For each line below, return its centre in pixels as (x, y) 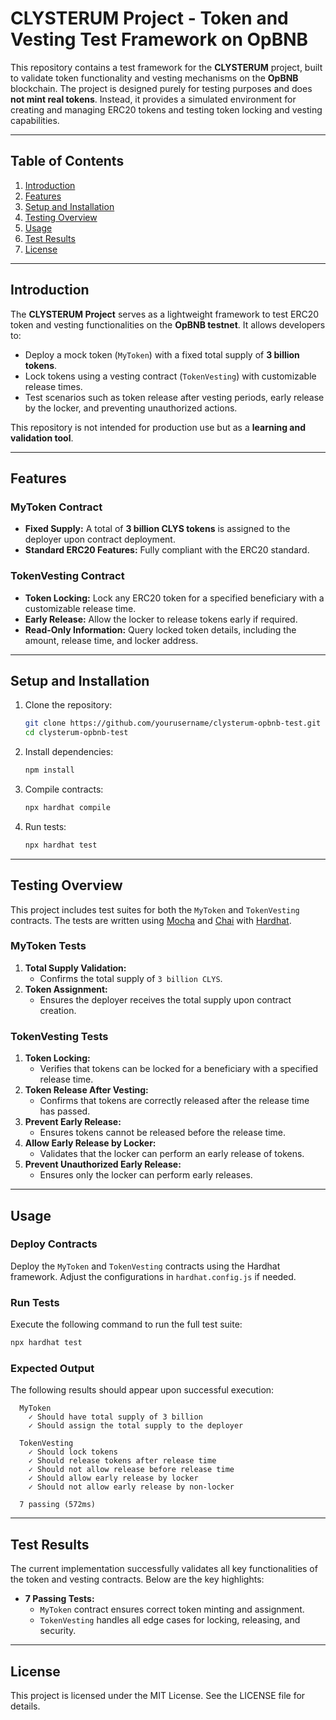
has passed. (65, 1111)
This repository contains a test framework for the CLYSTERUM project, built (166, 67)
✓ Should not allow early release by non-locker (131, 1487)
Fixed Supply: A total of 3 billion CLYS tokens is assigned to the (157, 529)
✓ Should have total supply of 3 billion (115, 1417)
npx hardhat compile (67, 807)
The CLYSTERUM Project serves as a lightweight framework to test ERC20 (165, 314)
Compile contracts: (64, 789)
